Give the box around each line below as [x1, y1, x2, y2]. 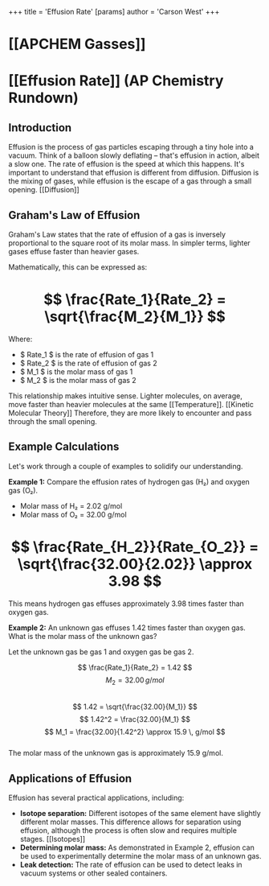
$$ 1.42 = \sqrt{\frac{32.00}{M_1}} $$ [71, 702, 198, 711]
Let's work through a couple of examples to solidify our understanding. [8, 461, 243, 471]
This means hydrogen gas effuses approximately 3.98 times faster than [8, 599, 245, 608]
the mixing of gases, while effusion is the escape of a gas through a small [8, 176, 252, 186]
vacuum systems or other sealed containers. [19, 868, 168, 878]
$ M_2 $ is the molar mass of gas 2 [19, 375, 137, 385]
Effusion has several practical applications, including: [8, 793, 185, 803]
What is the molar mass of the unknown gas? [8, 631, 157, 641]
